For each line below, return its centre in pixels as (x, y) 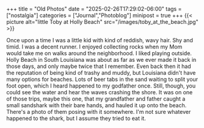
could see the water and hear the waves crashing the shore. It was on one (100, 92)
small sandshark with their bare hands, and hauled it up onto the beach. (97, 105)
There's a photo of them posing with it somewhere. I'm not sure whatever (99, 112)
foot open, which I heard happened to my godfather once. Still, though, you (101, 86)
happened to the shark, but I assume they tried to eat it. (76, 118)
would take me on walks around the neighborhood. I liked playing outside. (99, 53)
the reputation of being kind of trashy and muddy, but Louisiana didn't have (101, 73)
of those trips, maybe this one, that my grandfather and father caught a (96, 99)
